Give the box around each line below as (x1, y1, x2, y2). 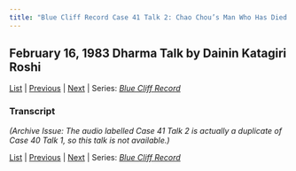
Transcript (9, 105, 56, 118)
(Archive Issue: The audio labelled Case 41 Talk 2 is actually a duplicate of (9, 125, 282, 136)
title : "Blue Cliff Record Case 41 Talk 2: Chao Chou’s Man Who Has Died (9, 12, 288, 22)
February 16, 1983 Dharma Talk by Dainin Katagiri (9, 46, 286, 61)
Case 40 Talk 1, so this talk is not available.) (9, 135, 170, 145)
